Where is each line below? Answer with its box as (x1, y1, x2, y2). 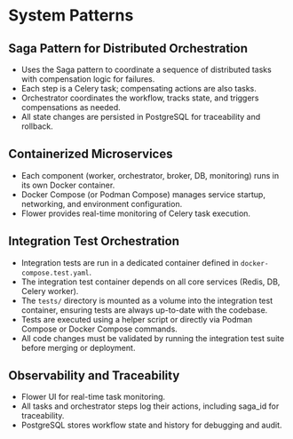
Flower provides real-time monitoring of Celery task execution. (20, 208, 250, 219)
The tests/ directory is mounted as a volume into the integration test (20, 295, 273, 306)
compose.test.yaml (20, 268, 90, 277)
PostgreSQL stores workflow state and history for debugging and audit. (20, 419, 282, 431)
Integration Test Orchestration (8, 234, 179, 249)
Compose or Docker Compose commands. (20, 323, 178, 334)
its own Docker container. (20, 180, 115, 190)
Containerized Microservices (8, 147, 173, 162)
